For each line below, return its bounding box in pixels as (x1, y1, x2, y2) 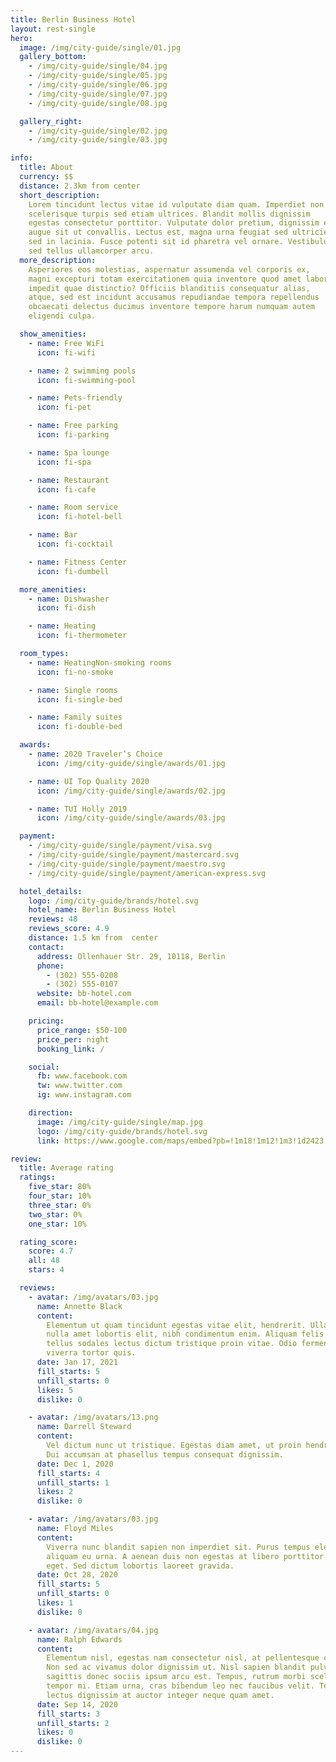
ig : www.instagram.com (36, 1090, 132, 1100)
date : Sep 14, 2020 (36, 1699, 118, 1710)
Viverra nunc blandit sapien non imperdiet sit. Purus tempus (46, 1542, 311, 1552)
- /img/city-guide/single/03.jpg (28, 135, 168, 145)
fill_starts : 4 (36, 1468, 101, 1478)
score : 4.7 (28, 1246, 74, 1256)
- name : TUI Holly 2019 (28, 804, 128, 814)
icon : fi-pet (36, 402, 92, 413)
